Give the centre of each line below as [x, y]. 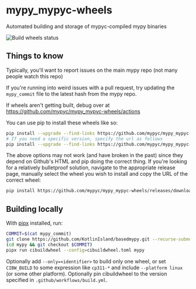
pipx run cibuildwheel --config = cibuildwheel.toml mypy [75, 250]
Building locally [35, 209]
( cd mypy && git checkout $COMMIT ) [49, 245]
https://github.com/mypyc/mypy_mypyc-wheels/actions [73, 111]
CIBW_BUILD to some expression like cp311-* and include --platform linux [94, 267]
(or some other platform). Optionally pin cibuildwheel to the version [87, 274]
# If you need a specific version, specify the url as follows [85, 139]
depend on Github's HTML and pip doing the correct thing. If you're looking [97, 162]
